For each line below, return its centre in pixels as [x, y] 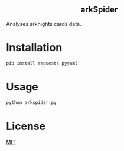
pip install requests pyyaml [42, 63]
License [26, 126]
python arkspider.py [32, 102]
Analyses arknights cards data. [44, 24]
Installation [34, 48]
